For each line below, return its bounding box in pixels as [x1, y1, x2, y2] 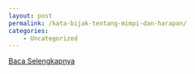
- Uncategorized [23, 34, 79, 43]
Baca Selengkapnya [8, 56, 76, 66]
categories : [8, 27, 49, 35]
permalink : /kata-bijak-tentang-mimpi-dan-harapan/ [8, 19, 187, 27]
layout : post [8, 11, 53, 20]
